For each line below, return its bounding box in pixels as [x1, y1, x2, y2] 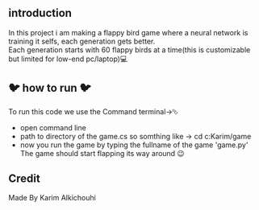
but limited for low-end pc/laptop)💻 [8, 54, 127, 64]
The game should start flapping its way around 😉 [19, 148, 185, 158]
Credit [8, 172, 40, 186]
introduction [8, 6, 73, 20]
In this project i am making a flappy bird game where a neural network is [8, 27, 249, 37]
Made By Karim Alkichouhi [8, 193, 97, 203]
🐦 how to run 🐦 [8, 81, 91, 95]
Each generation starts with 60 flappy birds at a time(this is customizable [8, 44, 251, 55]
